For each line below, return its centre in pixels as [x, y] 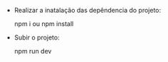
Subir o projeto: [37, 37]
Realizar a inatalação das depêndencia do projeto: [88, 10]
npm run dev [33, 51]
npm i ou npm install [44, 24]
